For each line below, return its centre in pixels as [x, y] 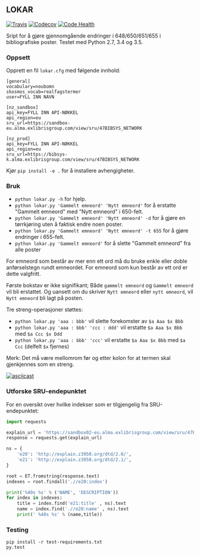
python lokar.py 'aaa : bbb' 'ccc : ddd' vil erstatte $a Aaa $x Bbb [99, 328]
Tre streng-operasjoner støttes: [45, 310]
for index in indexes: [34, 498]
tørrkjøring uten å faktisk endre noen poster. [69, 224]
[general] [18, 82]
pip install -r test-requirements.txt [54, 542]
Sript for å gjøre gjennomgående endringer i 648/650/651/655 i [84, 36]
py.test [16, 548]
